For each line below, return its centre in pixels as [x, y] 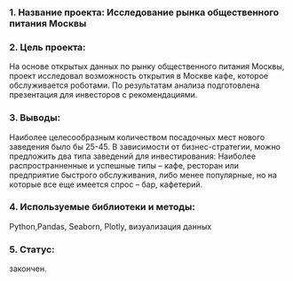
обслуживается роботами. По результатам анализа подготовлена [135, 85]
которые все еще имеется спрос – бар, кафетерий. [106, 184]
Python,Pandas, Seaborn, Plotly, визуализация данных [111, 226]
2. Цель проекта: [48, 47]
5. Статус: [32, 249]
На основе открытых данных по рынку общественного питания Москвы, [147, 66]
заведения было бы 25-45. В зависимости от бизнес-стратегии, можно [145, 146]
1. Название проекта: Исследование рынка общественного [144, 12]
